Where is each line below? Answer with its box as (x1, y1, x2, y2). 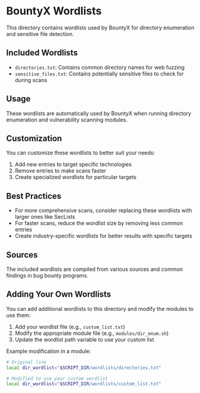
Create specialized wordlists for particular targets (14, 174, 137, 181)
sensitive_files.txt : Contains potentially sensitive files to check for (14, 70, 184, 77)
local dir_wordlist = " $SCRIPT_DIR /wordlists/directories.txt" (6, 364, 162, 371)
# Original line (6, 359, 47, 365)
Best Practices (6, 191, 61, 201)
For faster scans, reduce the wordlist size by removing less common (14, 220, 183, 227)
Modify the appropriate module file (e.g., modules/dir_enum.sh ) (14, 329, 169, 337)
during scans (14, 76, 48, 83)
